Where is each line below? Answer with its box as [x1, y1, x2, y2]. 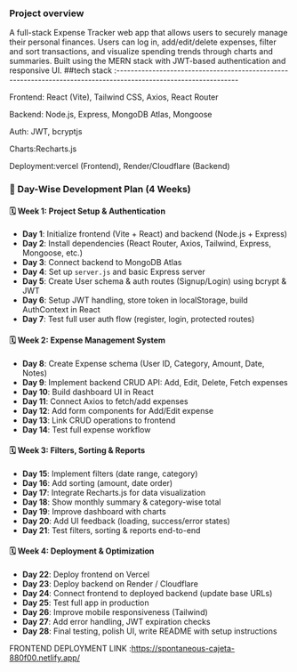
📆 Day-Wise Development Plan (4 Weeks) [9, 183, 191, 196]
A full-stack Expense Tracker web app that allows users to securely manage [9, 28, 288, 38]
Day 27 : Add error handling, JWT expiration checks [21, 617, 211, 627]
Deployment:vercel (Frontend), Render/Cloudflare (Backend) [9, 161, 230, 172]
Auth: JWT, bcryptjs [9, 126, 83, 137]
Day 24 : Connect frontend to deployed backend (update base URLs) [21, 588, 273, 599]
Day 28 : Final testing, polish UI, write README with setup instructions [21, 626, 277, 636]
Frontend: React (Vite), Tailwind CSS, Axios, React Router [9, 92, 220, 102]
